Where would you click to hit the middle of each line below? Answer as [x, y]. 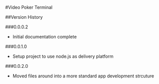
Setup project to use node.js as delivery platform [63, 56]
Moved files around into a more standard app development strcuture [83, 76]
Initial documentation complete [45, 37]
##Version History [24, 17]
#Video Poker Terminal [29, 7]
